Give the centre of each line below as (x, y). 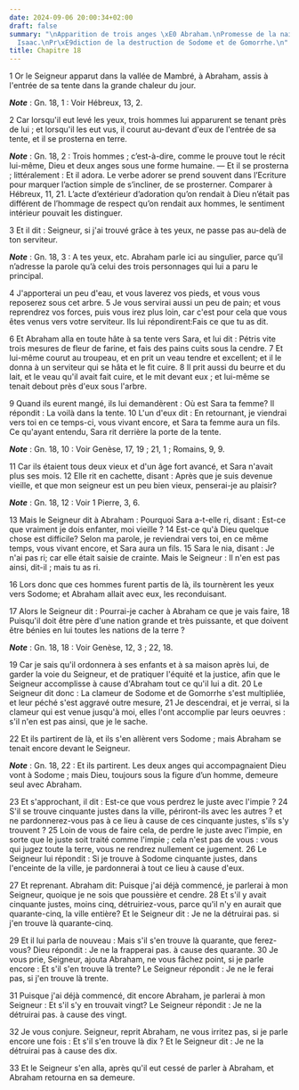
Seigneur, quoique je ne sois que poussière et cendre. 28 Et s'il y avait (138, 895)
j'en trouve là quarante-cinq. (61, 923)
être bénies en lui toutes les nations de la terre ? (97, 630)
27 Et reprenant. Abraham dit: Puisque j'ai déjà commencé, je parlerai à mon (149, 885)
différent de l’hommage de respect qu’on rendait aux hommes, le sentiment (147, 204)
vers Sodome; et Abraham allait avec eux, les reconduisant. (118, 594)
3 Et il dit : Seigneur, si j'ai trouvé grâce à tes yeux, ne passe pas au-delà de (148, 230)
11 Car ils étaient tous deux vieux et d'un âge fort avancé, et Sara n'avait (141, 467)
